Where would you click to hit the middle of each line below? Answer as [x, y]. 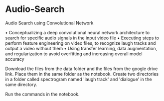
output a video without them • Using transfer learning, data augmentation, [81, 48]
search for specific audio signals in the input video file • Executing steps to [82, 38]
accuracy [15, 59]
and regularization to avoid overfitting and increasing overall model [74, 54]
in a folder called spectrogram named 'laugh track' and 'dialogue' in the [79, 79]
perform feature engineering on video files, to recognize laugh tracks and [81, 43]
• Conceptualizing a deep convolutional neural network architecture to [78, 32]
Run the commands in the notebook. [42, 94]
